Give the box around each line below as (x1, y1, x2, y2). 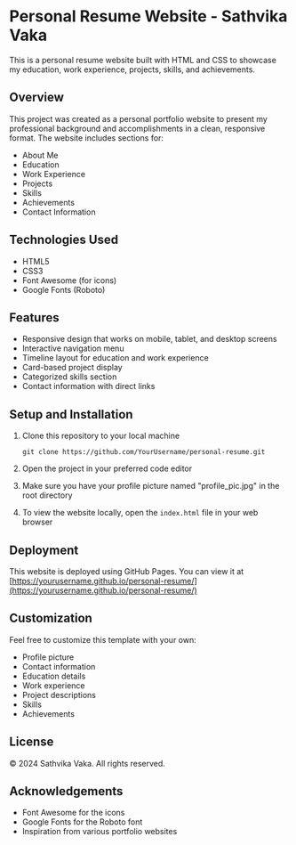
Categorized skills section (21, 371, 117, 382)
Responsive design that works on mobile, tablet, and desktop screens (21, 334, 277, 345)
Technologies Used (9, 232, 118, 248)
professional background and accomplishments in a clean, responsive (9, 123, 266, 134)
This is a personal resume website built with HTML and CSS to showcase (9, 54, 277, 65)
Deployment (9, 542, 79, 557)
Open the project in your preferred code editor (21, 463, 193, 474)
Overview (9, 90, 65, 105)
